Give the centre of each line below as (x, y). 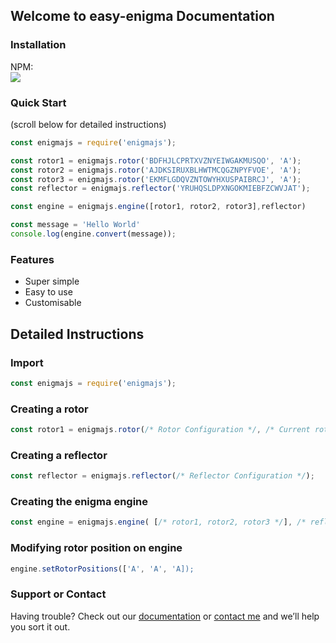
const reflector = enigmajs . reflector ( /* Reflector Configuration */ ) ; (162, 476)
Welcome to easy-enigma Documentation (142, 16)
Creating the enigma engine (79, 502)
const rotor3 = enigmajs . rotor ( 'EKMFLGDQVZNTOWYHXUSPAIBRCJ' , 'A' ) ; (156, 179)
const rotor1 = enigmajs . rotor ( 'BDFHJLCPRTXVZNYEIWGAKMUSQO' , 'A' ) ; (156, 160)
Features (32, 259)
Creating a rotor (49, 409)
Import (27, 362)
